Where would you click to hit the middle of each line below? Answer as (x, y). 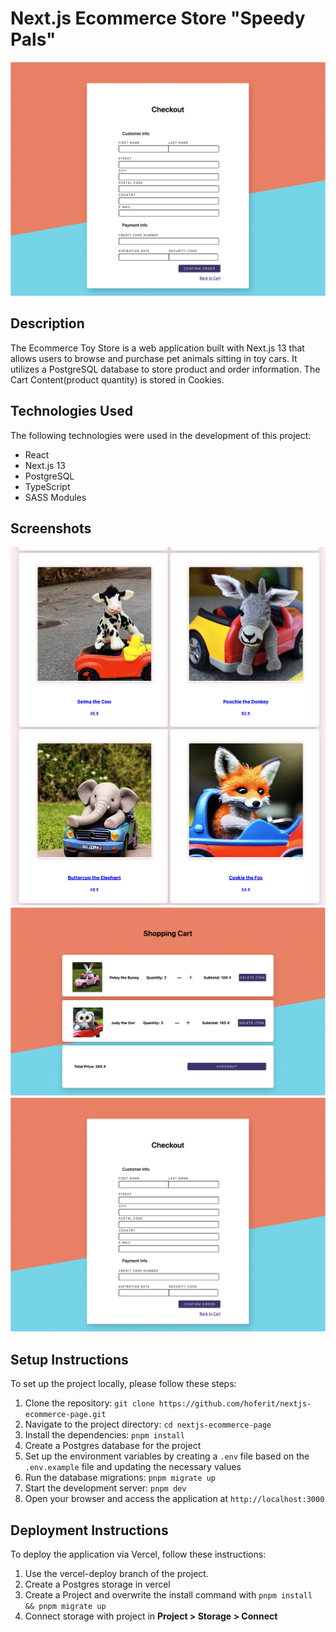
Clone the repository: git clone (89, 1403)
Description (47, 323)
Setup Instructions (69, 1359)
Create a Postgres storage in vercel (97, 1584)
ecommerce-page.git (65, 1415)
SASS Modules (55, 497)
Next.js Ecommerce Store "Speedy (158, 18)
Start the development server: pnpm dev (105, 1488)
